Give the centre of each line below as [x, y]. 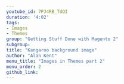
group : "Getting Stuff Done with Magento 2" [62, 39]
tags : [13, 22]
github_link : [22, 72]
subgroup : [18, 45]
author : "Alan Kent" [32, 56]
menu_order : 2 [24, 67]
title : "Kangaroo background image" [52, 50]
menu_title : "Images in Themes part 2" [56, 61]
